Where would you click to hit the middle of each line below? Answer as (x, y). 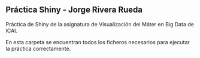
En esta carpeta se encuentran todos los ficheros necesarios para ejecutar (98, 42)
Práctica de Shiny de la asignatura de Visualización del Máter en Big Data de (100, 24)
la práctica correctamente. (38, 48)
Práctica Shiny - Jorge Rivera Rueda (74, 10)
